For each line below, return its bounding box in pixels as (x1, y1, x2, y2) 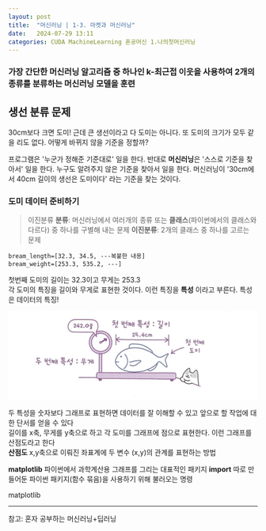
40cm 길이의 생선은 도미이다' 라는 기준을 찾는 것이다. (16, 174, 181, 184)
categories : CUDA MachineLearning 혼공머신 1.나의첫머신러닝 (8, 38, 196, 46)
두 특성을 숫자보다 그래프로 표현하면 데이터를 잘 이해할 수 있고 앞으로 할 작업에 (8, 408, 249, 418)
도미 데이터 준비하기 (8, 195, 80, 207)
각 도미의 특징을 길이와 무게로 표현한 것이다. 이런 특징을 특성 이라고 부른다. (8, 285, 238, 294)
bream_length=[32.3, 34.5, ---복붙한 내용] (8, 252, 146, 260)
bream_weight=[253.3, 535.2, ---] (8, 260, 123, 268)
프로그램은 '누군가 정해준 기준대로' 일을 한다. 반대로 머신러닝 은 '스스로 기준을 (8, 154, 245, 164)
